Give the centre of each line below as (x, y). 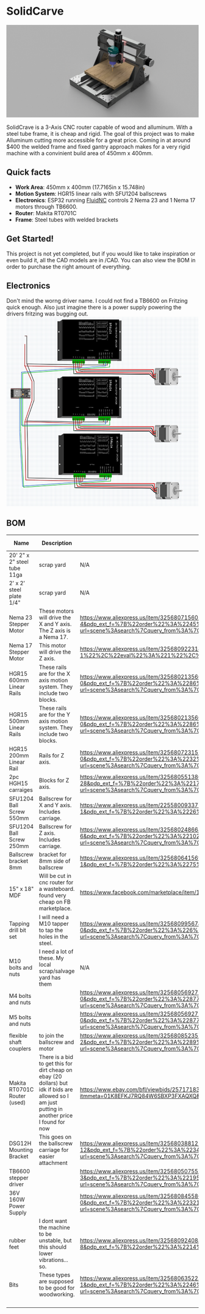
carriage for (54, 1150)
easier (47, 1156)
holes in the (53, 936)
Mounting (21, 1150)
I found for (52, 1122)
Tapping (19, 923)
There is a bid (56, 1057)
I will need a (54, 917)
